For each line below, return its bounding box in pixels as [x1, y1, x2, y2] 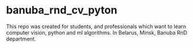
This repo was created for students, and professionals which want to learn [6, 23, 187, 30]
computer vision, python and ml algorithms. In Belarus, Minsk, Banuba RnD [6, 29, 187, 36]
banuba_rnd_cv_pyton [6, 4, 118, 17]
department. [6, 35, 36, 42]
